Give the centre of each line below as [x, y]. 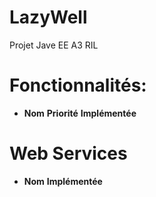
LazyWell [48, 17]
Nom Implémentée [63, 181]
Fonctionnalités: [78, 85]
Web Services [68, 153]
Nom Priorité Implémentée [80, 113]
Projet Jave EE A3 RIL [54, 45]
